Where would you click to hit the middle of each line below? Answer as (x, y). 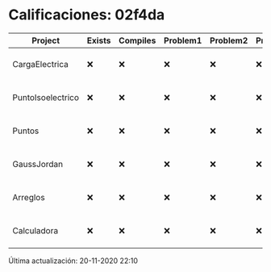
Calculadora (35, 230)
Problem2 (229, 40)
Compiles (137, 40)
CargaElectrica (40, 64)
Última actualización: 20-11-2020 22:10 (73, 261)
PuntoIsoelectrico (46, 97)
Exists (99, 40)
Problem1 (183, 40)
